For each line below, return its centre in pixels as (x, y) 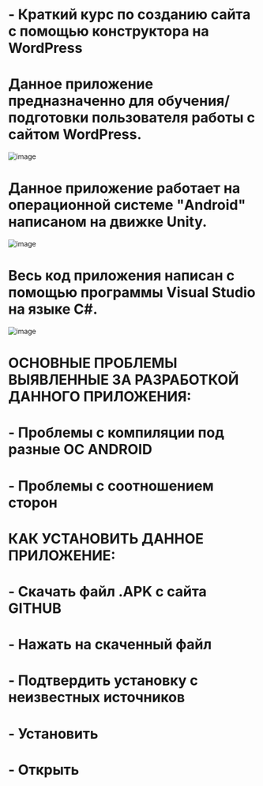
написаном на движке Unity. (108, 222)
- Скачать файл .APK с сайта (107, 591)
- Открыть (44, 770)
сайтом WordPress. (75, 135)
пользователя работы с (173, 118)
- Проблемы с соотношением (111, 485)
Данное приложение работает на (124, 188)
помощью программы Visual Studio (132, 293)
